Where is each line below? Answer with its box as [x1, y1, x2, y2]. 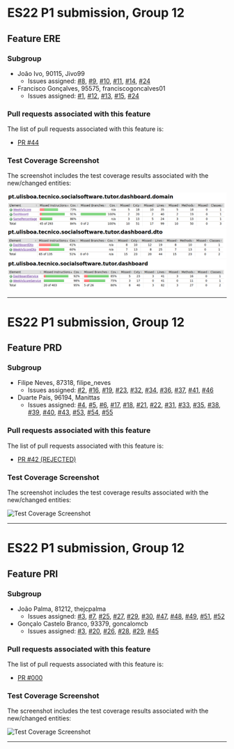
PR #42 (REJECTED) [17, 455, 77, 463]
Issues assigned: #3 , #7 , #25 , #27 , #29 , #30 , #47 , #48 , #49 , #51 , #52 [27, 612, 225, 620]
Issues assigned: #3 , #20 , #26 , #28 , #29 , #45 [27, 626, 159, 635]
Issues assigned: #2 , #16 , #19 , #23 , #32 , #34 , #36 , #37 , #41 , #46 [27, 386, 214, 395]
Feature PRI [7, 568, 58, 580]
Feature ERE [7, 33, 61, 45]
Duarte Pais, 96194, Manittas [17, 393, 100, 402]
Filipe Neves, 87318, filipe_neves [17, 379, 111, 387]
